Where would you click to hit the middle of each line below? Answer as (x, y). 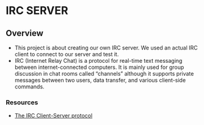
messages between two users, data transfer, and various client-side (100, 80)
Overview (25, 33)
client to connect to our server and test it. (67, 54)
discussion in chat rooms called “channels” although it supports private (104, 73)
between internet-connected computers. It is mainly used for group (99, 67)
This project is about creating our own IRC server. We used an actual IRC (106, 48)
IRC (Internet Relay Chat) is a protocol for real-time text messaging (98, 61)
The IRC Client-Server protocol (53, 116)
